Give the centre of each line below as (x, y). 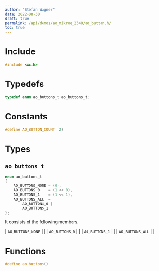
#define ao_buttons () (27, 264)
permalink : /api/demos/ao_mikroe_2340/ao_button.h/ (58, 23)
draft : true (17, 18)
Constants (26, 116)
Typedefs (25, 84)
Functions (25, 251)
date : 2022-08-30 (22, 14)
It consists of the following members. (42, 222)
